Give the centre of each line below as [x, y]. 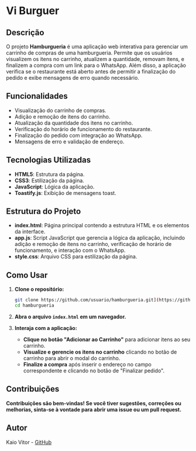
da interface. [30, 232]
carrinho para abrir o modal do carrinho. [72, 358]
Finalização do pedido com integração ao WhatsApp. [78, 135]
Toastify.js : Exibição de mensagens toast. [65, 193]
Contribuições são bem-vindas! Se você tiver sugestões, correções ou [94, 403]
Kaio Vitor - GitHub [29, 442]
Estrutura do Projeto [44, 212]
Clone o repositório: [39, 290]
